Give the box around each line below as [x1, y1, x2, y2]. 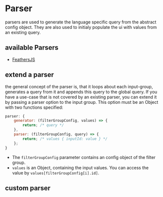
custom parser [5, 184, 51, 192]
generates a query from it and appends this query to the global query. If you [5, 89, 157, 95]
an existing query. [5, 29, 41, 35]
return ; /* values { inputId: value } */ [22, 136, 108, 141]
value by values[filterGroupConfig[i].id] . [12, 170, 100, 176]
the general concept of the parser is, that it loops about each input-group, [5, 83, 153, 89]
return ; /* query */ [22, 123, 64, 128]
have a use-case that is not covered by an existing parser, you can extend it [5, 94, 157, 100]
